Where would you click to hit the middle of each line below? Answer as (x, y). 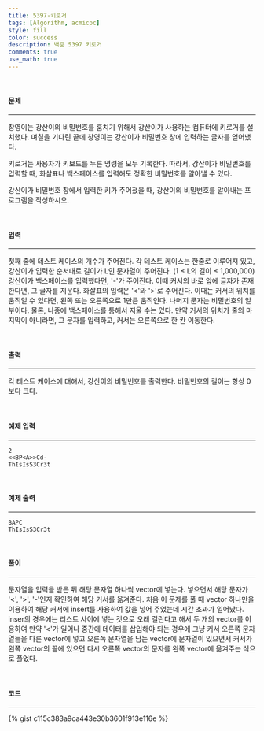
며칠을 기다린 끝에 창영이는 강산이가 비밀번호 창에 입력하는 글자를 (130, 137)
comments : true (33, 52)
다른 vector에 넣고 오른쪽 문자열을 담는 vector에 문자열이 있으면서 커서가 (141, 639)
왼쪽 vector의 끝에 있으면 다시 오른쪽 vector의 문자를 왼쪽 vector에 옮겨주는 (125, 649)
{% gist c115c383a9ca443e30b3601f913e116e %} (88, 718)
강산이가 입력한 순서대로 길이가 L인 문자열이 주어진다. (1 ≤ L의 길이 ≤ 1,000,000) (132, 271)
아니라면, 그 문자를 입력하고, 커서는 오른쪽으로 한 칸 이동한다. (122, 321)
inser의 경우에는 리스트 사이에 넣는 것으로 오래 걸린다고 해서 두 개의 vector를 (126, 619)
